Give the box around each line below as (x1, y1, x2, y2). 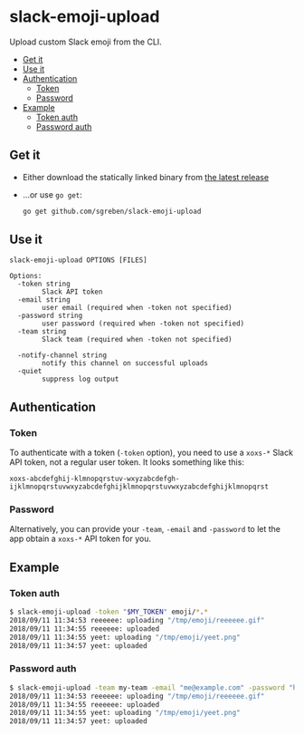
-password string (17, 311, 83, 321)
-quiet (17, 367, 43, 376)
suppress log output (42, 374, 119, 384)
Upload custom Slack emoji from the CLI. (9, 36, 163, 47)
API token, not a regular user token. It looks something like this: (9, 457, 244, 468)
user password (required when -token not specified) (42, 319, 245, 328)
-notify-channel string (17, 351, 107, 360)
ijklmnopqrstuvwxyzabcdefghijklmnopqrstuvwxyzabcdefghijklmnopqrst (9, 482, 270, 491)
